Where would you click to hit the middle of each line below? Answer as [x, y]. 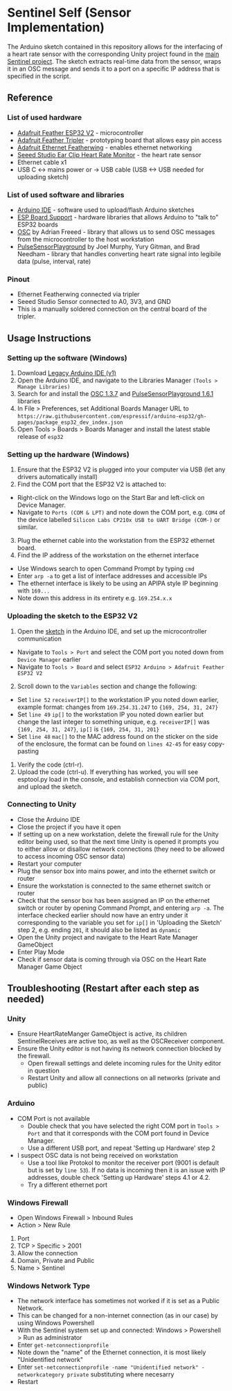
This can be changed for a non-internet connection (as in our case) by [117, 1316]
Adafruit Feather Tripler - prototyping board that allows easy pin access [119, 140]
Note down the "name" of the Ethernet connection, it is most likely [111, 1352]
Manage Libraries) [44, 387]
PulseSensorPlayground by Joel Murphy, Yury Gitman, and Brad [108, 246]
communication [39, 638]
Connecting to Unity [42, 805]
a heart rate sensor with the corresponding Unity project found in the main [113, 54]
